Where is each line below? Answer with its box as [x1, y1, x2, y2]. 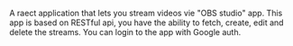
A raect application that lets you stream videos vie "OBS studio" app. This [9, 8, 283, 18]
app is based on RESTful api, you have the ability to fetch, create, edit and [9, 17, 284, 28]
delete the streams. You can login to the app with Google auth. [9, 27, 242, 37]
